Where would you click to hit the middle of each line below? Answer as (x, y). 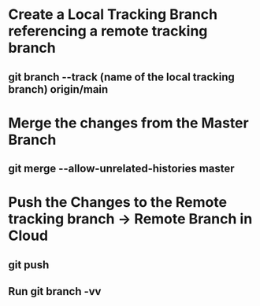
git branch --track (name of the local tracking (121, 77)
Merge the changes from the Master (129, 123)
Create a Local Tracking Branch (113, 15)
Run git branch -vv (55, 291)
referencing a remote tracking (108, 31)
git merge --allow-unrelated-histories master (121, 169)
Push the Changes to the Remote (117, 203)
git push (29, 265)
